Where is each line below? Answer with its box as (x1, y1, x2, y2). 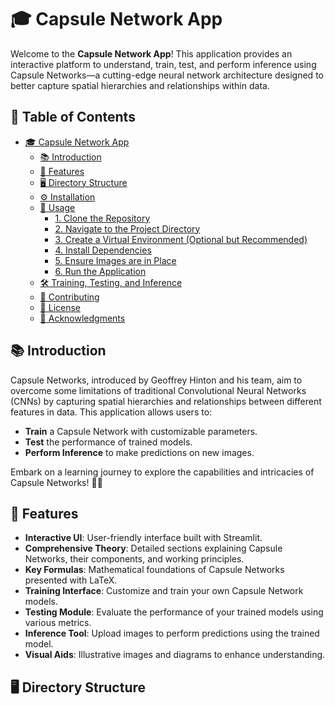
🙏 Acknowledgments (39, 312, 126, 324)
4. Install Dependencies (54, 244, 152, 256)
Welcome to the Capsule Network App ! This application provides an (10, 47, 293, 60)
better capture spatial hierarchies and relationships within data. (10, 79, 270, 91)
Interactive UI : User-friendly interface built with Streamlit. (24, 532, 263, 544)
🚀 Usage (39, 201, 76, 213)
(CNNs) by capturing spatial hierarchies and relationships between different (10, 395, 322, 407)
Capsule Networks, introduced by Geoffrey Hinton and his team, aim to (10, 374, 303, 386)
